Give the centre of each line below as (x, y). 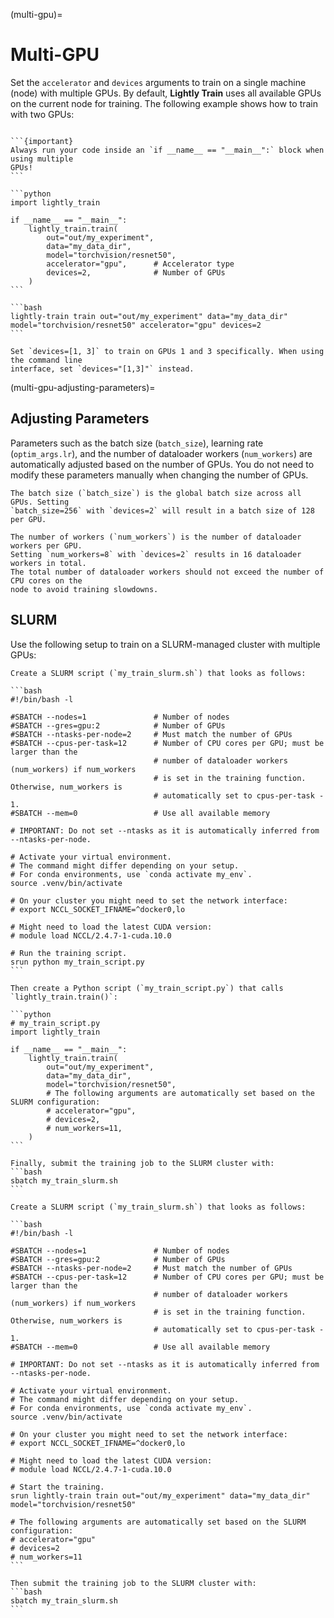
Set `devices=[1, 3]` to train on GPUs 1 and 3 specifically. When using (167, 351)
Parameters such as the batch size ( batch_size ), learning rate (137, 443)
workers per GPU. (46, 545)
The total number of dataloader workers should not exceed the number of (167, 572)
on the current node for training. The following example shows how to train (164, 103)
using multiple (42, 159)
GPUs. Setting (40, 502)
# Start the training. (57, 1487)
